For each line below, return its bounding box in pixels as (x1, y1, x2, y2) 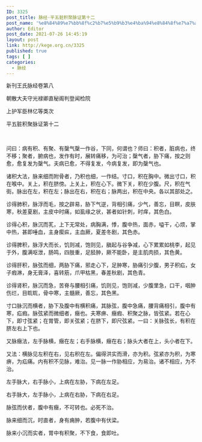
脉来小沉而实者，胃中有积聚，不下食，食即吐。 (6, 429, 122, 437)
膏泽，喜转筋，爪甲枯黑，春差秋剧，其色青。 (37, 269, 148, 276)
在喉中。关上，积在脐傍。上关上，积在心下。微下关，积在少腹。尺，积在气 (6, 180, 191, 187)
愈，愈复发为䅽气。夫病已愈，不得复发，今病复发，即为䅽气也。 (6, 160, 164, 167)
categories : (6, 59, 36, 65)
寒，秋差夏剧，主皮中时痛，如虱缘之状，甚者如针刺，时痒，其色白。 (6, 208, 175, 216)
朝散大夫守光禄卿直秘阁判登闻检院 (6, 95, 91, 102)
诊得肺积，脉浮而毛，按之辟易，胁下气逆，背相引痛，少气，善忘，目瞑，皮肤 (6, 201, 196, 208)
